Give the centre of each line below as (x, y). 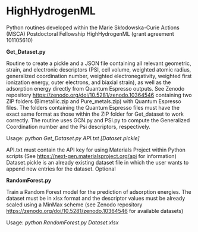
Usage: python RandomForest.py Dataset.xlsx (62, 222)
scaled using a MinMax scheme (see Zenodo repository (74, 205)
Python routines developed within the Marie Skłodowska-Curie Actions (93, 27)
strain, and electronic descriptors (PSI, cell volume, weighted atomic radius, (99, 69)
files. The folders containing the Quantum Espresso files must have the (93, 107)
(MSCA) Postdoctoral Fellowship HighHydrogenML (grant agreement (90, 33)
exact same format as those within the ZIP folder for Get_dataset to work (95, 114)
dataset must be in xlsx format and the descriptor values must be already (96, 198)
